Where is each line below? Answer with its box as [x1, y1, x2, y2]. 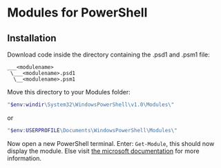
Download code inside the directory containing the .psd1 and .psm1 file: [7, 50, 211, 59]
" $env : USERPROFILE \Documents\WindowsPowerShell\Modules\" [7, 127, 177, 134]
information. [7, 154, 42, 162]
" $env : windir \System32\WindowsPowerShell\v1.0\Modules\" [7, 101, 175, 108]
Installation [7, 32, 57, 44]
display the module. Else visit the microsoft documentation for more [7, 147, 200, 155]
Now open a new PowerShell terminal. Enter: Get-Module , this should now [7, 139, 215, 147]
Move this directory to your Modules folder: [7, 88, 131, 96]
